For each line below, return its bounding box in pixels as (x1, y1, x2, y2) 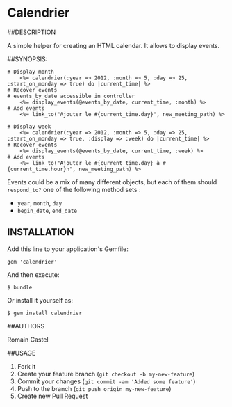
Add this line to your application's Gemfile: (7, 245, 129, 253)
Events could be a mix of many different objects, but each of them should (7, 177, 217, 186)
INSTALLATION (7, 226, 74, 238)
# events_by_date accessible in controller (7, 93, 135, 99)
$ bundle (7, 284, 33, 291)
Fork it (17, 362, 36, 370)
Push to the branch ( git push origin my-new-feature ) (17, 384, 172, 392)
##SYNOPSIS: (7, 54, 48, 63)
